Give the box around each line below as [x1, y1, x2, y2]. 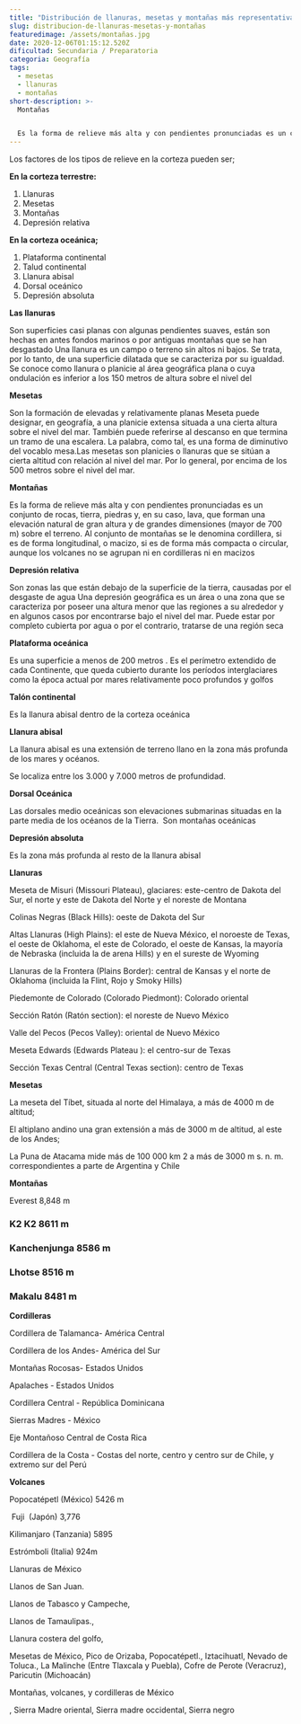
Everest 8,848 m [9, 1196, 70, 1207]
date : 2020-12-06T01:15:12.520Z [9, 38, 130, 48]
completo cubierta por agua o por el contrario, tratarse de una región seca [9, 621, 284, 632]
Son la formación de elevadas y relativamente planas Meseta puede [9, 408, 260, 419]
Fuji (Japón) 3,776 [11, 1511, 81, 1523]
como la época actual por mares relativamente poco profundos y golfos [9, 675, 274, 685]
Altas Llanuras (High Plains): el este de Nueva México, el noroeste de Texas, [9, 929, 290, 940]
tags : [9, 64, 30, 73]
